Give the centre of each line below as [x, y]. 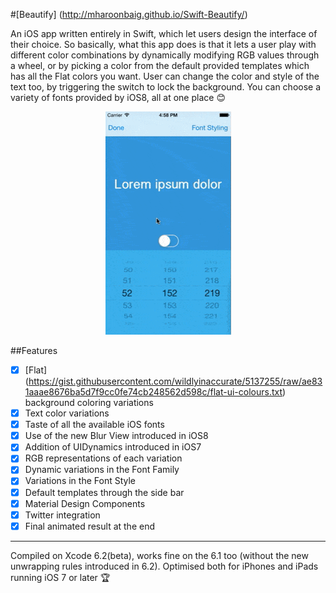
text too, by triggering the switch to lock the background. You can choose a [166, 87]
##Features [34, 350]
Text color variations [67, 413]
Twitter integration [62, 515]
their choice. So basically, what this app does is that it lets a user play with [163, 44]
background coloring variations [89, 403]
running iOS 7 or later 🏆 [60, 577]
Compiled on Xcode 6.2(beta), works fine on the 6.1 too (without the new [159, 555]
